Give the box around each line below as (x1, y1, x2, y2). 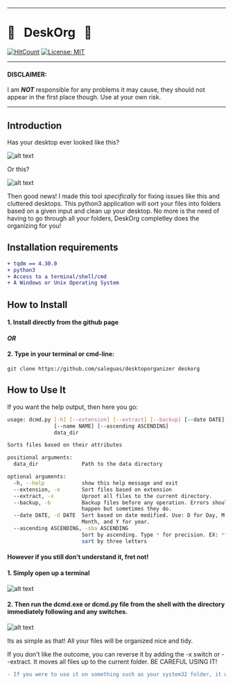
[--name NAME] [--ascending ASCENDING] (53, 422, 169, 430)
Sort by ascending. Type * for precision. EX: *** (81, 531, 231, 538)
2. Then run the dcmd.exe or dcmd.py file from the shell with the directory (7, 600, 225, 609)
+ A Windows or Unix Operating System (7, 280, 119, 287)
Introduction (7, 120, 62, 131)
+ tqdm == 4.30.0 (7, 260, 58, 267)
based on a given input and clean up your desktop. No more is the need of (7, 207, 220, 215)
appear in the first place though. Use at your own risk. (7, 93, 162, 102)
